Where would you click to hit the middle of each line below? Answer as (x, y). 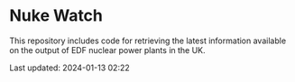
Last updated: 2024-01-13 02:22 (70, 68)
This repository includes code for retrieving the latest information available (148, 41)
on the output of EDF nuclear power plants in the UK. (107, 50)
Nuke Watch (56, 16)
